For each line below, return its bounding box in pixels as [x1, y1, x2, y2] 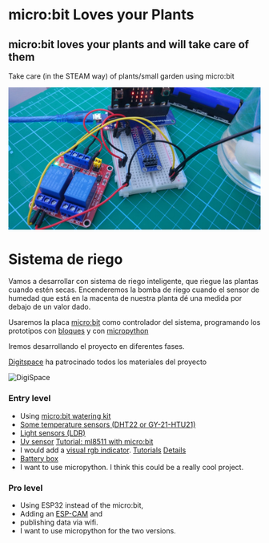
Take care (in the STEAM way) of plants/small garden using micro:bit [8, 71, 235, 81]
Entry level [8, 393, 51, 404]
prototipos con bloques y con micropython [8, 326, 149, 336]
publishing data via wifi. [19, 517, 98, 527]
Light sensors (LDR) [19, 428, 86, 438]
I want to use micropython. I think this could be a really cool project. [19, 462, 244, 472]
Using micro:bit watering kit [19, 411, 111, 420]
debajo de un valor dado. [8, 302, 91, 312]
